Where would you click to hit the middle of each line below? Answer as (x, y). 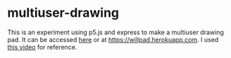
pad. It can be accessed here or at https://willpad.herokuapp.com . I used (113, 39)
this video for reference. (42, 47)
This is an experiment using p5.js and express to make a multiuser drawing (115, 32)
